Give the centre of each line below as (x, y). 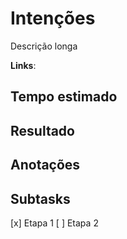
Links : (23, 65)
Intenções (53, 18)
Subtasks (40, 198)
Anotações (45, 165)
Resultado (42, 130)
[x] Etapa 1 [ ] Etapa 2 (54, 223)
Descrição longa (44, 46)
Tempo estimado (64, 97)
